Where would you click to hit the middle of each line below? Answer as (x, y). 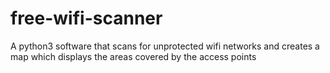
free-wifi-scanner (86, 18)
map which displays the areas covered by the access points (133, 56)
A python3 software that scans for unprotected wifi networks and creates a (165, 46)
